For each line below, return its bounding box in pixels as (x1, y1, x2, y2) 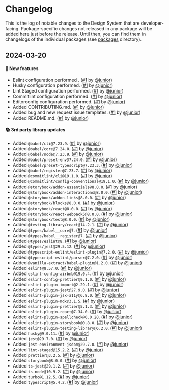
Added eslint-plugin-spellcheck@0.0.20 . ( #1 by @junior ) (12, 314, 133, 320)
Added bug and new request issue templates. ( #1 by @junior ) (12, 109, 141, 116)
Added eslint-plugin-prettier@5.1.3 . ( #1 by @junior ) (12, 303, 126, 309)
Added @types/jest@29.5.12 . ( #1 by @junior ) (12, 243, 106, 249)
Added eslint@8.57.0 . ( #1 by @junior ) (12, 265, 92, 271)
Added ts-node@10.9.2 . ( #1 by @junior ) (12, 368, 94, 374)
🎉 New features (5, 65, 39, 72)
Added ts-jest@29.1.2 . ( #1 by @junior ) (12, 362, 94, 369)
